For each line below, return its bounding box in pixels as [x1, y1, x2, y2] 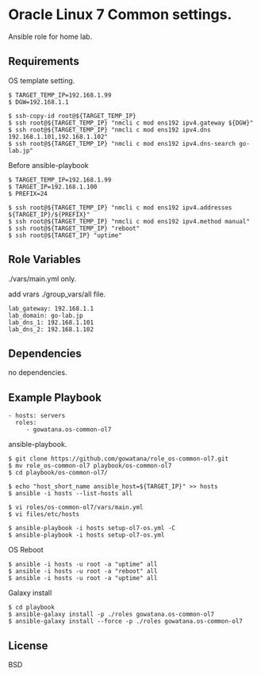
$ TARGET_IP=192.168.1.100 [8, 182, 98, 191]
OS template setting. [8, 75, 75, 85]
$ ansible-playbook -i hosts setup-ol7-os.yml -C [8, 525, 176, 533]
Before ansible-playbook [8, 160, 89, 170]
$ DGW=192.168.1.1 [8, 97, 69, 106]
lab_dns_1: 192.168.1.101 [8, 319, 94, 327]
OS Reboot [8, 545, 44, 555]
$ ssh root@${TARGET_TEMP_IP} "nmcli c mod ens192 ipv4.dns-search [8, 139, 236, 147]
